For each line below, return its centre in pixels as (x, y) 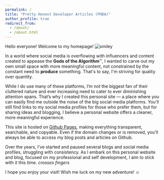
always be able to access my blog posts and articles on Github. (69, 137)
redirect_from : (21, 23)
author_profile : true (27, 19)
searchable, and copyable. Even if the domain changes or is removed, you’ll (82, 132)
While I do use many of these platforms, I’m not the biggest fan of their (77, 86)
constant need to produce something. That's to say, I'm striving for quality (80, 71)
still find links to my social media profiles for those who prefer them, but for (81, 107)
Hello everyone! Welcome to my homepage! (49, 46)
